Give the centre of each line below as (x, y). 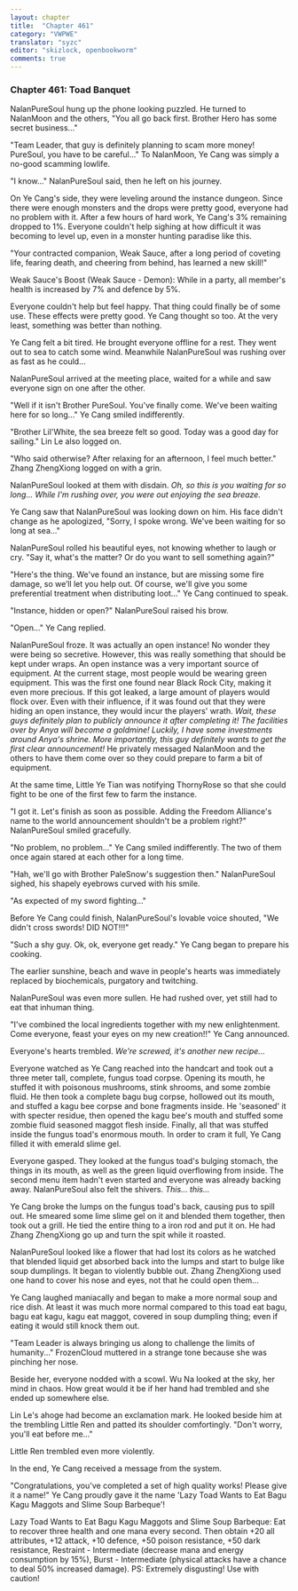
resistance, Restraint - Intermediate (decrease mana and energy (127, 1550)
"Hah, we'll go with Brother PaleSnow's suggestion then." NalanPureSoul (143, 875)
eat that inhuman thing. (52, 1008)
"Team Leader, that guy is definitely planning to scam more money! (133, 145)
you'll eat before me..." (51, 1434)
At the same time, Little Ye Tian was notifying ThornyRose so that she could (148, 785)
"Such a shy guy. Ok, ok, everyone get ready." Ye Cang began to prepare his (149, 945)
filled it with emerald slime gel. (66, 1144)
